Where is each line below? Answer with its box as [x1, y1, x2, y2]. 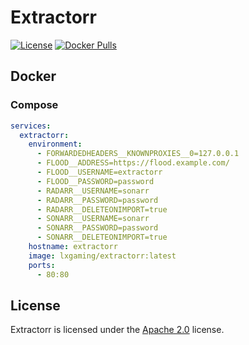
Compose [10, 98, 59, 112]
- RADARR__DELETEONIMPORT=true [36, 204, 168, 215]
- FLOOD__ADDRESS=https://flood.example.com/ [36, 158, 230, 168]
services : [10, 121, 52, 131]
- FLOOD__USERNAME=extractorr [36, 167, 163, 177]
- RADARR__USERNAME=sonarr [36, 186, 150, 196]
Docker [10, 68, 57, 85]
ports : [28, 260, 56, 270]
